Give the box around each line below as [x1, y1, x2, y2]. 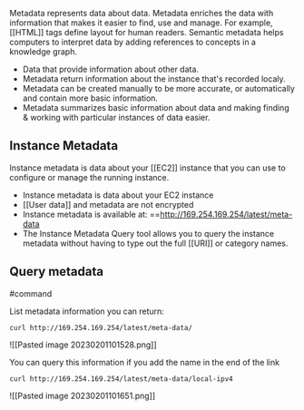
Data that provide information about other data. [22, 63, 200, 74]
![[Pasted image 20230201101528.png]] [9, 339, 157, 350]
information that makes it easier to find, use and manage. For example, [9, 17, 274, 28]
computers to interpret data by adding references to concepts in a [9, 36, 257, 47]
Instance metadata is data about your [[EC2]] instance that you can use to [9, 162, 286, 173]
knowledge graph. [9, 46, 77, 57]
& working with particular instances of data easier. [22, 112, 211, 122]
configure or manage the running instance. [9, 171, 170, 182]
